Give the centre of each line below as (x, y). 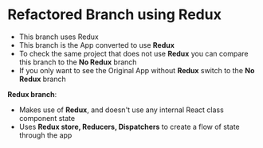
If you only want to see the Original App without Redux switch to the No (137, 70)
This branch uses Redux (59, 37)
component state (47, 118)
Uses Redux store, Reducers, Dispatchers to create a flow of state (129, 127)
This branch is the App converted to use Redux (96, 45)
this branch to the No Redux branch (78, 62)
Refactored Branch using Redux (115, 15)
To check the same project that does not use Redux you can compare (133, 53)
